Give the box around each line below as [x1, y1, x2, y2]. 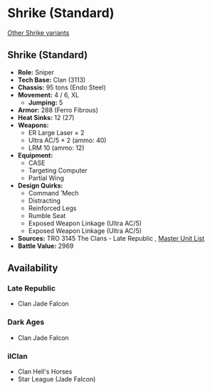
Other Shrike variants [7, 28, 70, 37]
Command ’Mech [28, 188, 80, 197]
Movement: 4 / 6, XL [17, 90, 80, 99]
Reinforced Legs [28, 204, 77, 212]
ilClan [7, 351, 28, 361]
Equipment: [17, 151, 53, 159]
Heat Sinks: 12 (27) [17, 113, 75, 121]
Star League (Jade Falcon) [17, 375, 96, 384]
